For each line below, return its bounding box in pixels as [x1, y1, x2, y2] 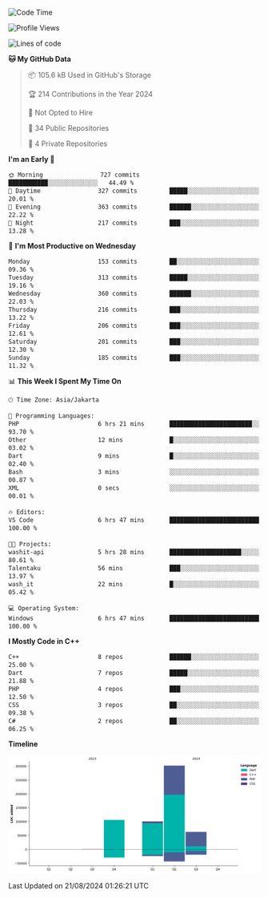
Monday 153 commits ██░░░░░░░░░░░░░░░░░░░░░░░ [8, 257, 260, 265]
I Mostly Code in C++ [8, 637, 80, 645]
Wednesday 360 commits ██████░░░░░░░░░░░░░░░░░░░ [8, 289, 260, 297]
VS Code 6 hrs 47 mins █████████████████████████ [8, 516, 260, 524]
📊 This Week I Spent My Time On [8, 377, 122, 386]
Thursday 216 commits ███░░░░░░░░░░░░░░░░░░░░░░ [8, 305, 260, 313]
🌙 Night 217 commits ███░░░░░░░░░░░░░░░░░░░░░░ [8, 219, 260, 227]
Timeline [8, 739, 38, 749]
